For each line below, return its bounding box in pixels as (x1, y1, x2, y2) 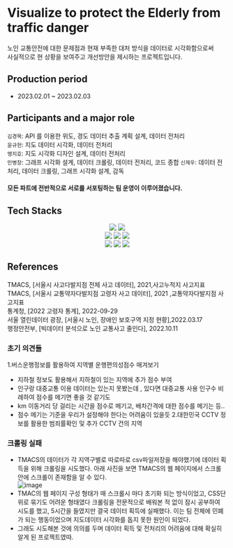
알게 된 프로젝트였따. (17, 533, 74, 542)
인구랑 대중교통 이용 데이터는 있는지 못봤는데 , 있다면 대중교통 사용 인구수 (17, 384, 217, 393)
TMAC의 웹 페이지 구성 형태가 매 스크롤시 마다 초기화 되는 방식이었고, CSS (17, 489, 221, 498)
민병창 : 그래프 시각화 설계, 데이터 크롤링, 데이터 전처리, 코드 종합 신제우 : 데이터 (7, 157, 216, 166)
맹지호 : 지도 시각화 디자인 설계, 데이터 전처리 (7, 149, 126, 157)
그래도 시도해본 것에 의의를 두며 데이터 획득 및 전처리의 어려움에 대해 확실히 (17, 524, 223, 533)
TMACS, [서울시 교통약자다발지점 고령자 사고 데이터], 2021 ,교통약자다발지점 (7, 289, 217, 297)
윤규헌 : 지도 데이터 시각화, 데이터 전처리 (7, 140, 113, 148)
